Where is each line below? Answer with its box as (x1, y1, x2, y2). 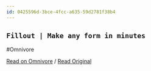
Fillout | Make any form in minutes (6, 32, 146, 40)
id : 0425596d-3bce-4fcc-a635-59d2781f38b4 (6, 8, 116, 15)
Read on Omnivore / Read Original (6, 58, 92, 65)
